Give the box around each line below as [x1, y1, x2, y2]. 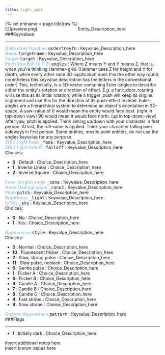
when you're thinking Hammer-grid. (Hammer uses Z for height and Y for [5, 66, 153, 72]
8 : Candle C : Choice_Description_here [12, 291, 92, 297]
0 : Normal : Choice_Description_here [12, 244, 88, 250]
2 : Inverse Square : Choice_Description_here [12, 169, 104, 175]
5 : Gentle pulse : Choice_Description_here [12, 265, 99, 271]
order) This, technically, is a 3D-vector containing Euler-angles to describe [5, 82, 156, 87]
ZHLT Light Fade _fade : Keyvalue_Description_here [5, 139, 112, 145]
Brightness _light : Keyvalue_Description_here [5, 194, 104, 200]
